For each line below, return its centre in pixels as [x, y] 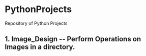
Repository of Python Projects [36, 23]
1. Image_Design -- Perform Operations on [73, 39]
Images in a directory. [40, 47]
